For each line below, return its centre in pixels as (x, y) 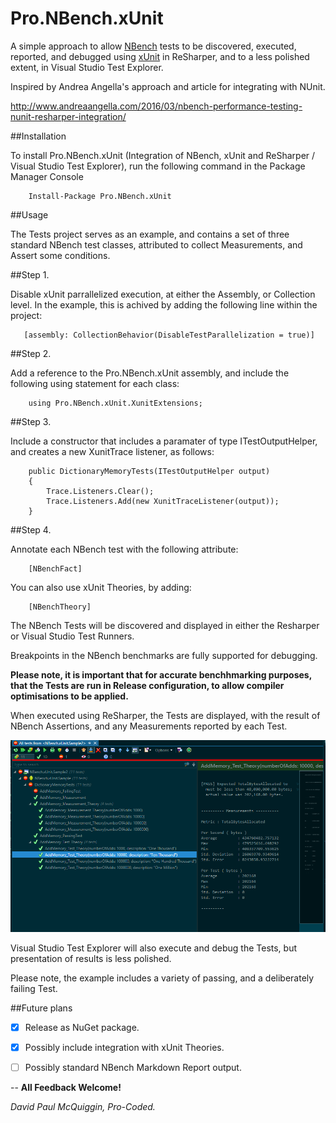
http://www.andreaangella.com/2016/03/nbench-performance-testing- (156, 106)
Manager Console (47, 176)
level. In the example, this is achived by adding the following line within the (164, 304)
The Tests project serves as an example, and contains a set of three (150, 234)
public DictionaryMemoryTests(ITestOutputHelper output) (149, 471)
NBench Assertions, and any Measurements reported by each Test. (149, 726)
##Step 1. (30, 274)
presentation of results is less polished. (91, 959)
